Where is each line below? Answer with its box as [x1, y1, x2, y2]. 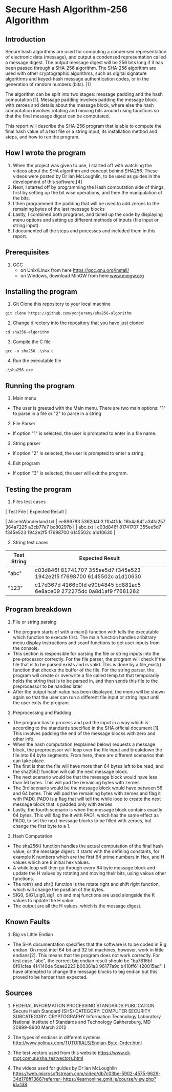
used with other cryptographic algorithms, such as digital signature [5, 70, 147, 76]
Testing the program [5, 485, 72, 493]
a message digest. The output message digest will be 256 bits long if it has [5, 59, 163, 65]
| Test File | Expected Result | [5, 509, 67, 515]
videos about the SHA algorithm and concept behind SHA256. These [12, 168, 158, 174]
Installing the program [5, 287, 78, 296]
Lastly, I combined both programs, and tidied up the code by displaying [12, 211, 163, 217]
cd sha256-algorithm [5, 330, 50, 335]
